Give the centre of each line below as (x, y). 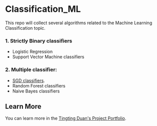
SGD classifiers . (29, 81)
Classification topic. (25, 28)
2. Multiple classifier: (31, 70)
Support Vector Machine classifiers (48, 57)
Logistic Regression (32, 52)
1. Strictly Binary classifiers (39, 41)
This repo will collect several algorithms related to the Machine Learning (79, 23)
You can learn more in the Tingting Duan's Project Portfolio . (66, 118)
